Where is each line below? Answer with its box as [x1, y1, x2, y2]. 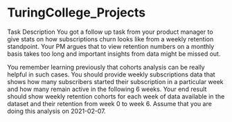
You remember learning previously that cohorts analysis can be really [7, 63, 206, 71]
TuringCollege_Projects [7, 5, 146, 21]
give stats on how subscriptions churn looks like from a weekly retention [7, 34, 214, 43]
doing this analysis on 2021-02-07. [7, 107, 106, 115]
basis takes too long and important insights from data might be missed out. [7, 50, 221, 58]
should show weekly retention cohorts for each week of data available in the [7, 92, 225, 101]
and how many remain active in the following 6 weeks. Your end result [7, 85, 207, 93]
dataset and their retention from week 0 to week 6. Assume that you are [7, 99, 213, 108]
